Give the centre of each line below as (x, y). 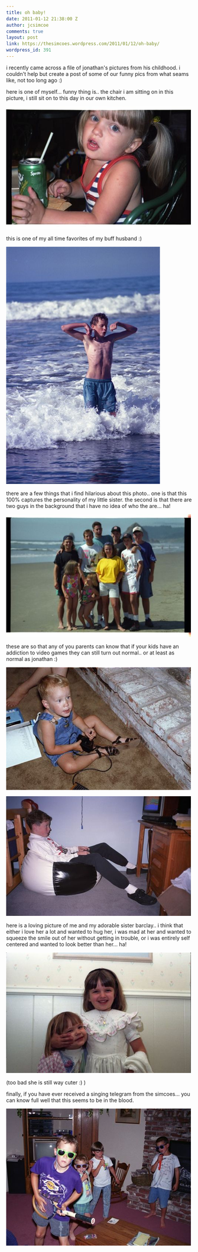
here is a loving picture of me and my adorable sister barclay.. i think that (95, 925)
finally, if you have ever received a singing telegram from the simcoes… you (98, 1094)
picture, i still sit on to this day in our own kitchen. (66, 98)
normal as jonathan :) (32, 659)
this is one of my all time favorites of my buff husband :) (74, 238)
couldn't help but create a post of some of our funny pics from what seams (98, 74)
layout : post (22, 38)
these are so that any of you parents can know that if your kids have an (92, 646)
